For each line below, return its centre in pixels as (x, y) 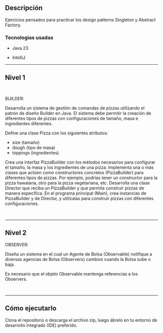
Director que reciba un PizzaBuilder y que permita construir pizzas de (75, 188)
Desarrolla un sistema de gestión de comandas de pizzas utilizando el (75, 108)
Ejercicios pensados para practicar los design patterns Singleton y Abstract (81, 19)
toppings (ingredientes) (35, 152)
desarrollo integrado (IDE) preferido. (41, 325)
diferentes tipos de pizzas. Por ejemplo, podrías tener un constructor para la (81, 178)
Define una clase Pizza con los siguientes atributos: (57, 133)
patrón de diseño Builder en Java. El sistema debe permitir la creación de (78, 113)
